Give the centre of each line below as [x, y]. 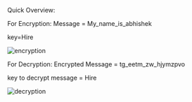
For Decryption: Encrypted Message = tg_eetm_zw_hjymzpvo [96, 64]
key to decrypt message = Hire [52, 78]
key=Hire [20, 37]
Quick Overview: [31, 10]
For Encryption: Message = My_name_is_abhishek [80, 23]
